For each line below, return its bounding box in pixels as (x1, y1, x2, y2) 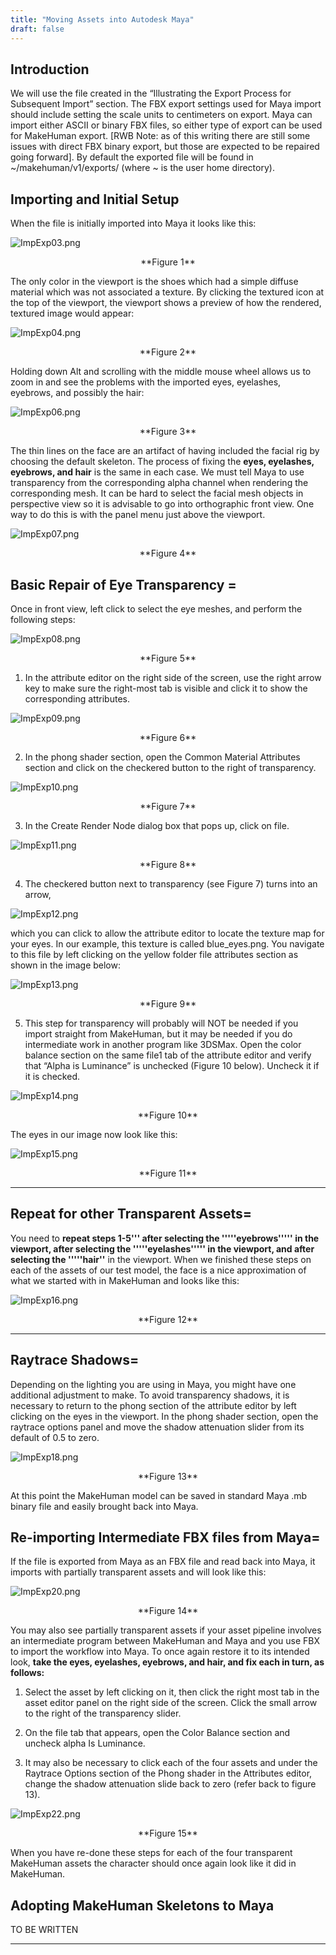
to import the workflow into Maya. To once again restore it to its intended (10, 1646, 310, 1658)
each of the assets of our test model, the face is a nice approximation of (10, 1264, 307, 1276)
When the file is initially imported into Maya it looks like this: (10, 217, 257, 230)
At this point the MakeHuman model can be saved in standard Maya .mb (10, 1489, 308, 1501)
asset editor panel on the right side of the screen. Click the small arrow (24, 1697, 318, 1709)
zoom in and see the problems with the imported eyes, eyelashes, (10, 376, 282, 388)
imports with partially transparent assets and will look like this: (10, 1566, 267, 1578)
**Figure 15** (138, 1827, 198, 1840)
